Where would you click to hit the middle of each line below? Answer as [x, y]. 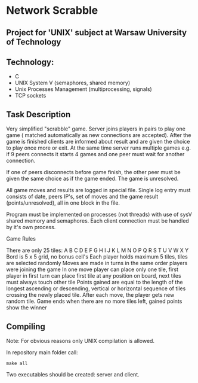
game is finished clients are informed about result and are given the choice [98, 142]
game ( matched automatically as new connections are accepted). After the [99, 135]
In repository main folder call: [42, 352]
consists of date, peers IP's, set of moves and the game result [82, 197]
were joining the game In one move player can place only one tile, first [92, 269]
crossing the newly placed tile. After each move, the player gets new [90, 295]
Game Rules [21, 239]
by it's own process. [31, 227]
